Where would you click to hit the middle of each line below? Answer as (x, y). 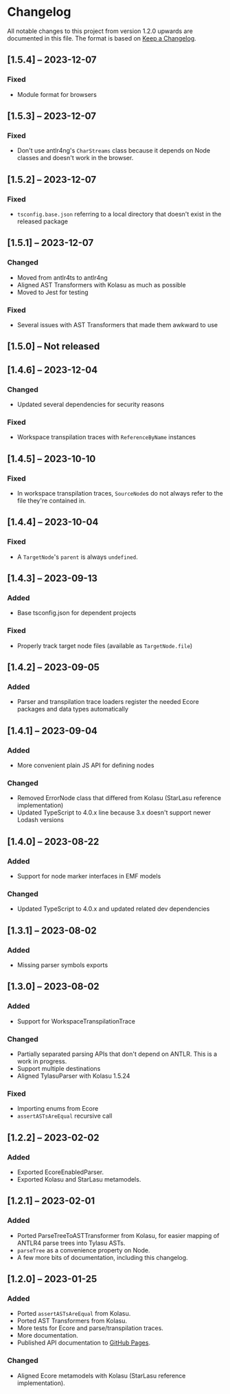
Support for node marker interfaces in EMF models (89, 876)
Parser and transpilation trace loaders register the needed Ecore (108, 702)
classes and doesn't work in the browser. (75, 158)
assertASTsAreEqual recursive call (65, 1116)
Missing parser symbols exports (62, 965)
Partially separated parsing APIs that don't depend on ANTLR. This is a (117, 1054)
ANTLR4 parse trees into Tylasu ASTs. (71, 1243)
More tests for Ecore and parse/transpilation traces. (90, 1328)
